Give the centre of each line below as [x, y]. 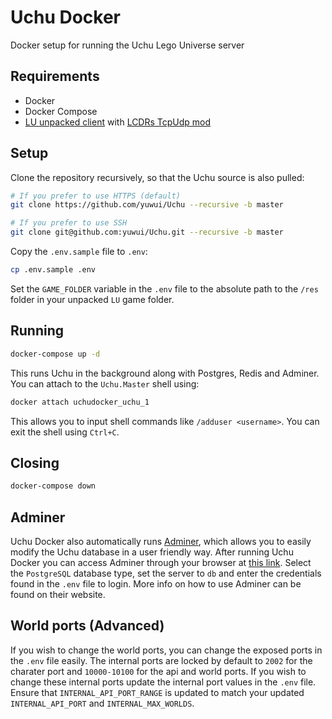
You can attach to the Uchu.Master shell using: [105, 383]
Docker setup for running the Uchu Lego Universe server [127, 45]
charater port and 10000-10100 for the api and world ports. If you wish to [158, 671]
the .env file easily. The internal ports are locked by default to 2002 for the [161, 660]
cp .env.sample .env [53, 270]
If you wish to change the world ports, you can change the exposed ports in [166, 650]
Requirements [55, 76]
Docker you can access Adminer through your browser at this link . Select [161, 562]
